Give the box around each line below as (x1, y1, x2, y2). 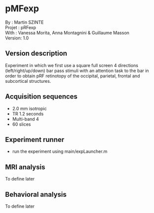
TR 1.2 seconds (12, 110, 44, 116)
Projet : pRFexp (5, 24, 36, 30)
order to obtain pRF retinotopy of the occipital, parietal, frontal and (5, 72, 140, 79)
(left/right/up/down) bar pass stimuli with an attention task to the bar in (5, 68, 149, 73)
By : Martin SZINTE (5, 19, 44, 25)
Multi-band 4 (12, 116, 39, 122)
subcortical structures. (5, 78, 51, 84)
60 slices (12, 121, 31, 127)
